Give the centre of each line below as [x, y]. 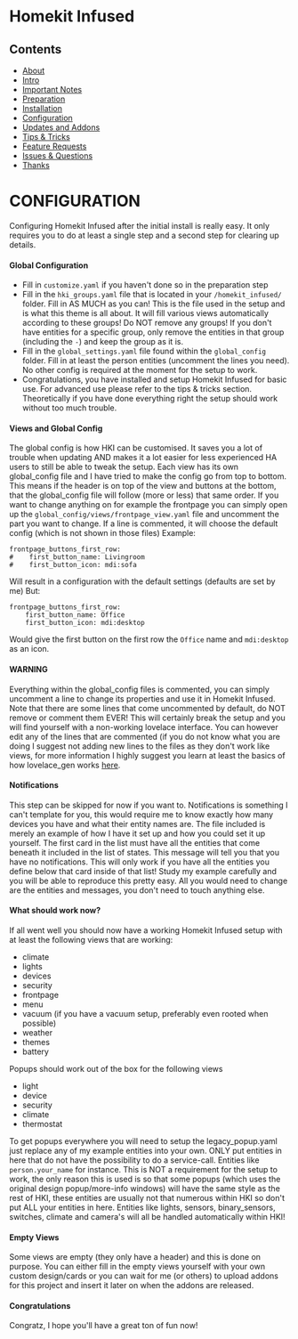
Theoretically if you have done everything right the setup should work [150, 399]
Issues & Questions [57, 156]
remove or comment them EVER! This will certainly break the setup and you [148, 718]
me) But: [25, 591]
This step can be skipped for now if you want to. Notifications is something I [149, 805]
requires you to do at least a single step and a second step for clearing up [145, 235]
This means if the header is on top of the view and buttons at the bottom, [143, 486]
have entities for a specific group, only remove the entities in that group [153, 332]
